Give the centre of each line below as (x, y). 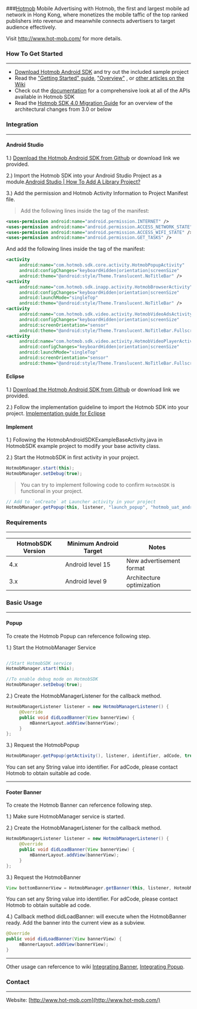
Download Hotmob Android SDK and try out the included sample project (101, 72)
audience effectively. (31, 27)
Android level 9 (86, 581)
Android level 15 (88, 564)
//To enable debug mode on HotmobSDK (52, 680)
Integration (22, 124)
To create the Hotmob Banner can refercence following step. (79, 805)
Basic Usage (24, 602)
